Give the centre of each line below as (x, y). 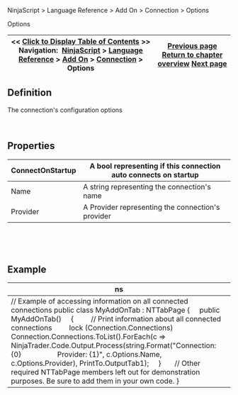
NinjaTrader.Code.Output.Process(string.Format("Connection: (114, 345)
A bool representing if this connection (155, 166)
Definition (29, 93)
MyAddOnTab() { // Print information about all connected (116, 319)
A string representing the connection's (147, 187)
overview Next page (192, 63)
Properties (31, 146)
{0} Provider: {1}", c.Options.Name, (86, 355)
